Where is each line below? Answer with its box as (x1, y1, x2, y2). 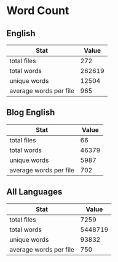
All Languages (6, 187, 63, 197)
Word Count (6, 4, 69, 18)
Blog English (6, 107, 55, 118)
